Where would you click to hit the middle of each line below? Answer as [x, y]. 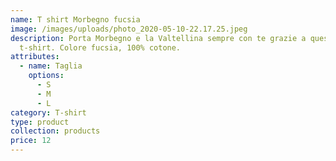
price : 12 [31, 141]
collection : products [55, 131]
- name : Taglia [51, 66]
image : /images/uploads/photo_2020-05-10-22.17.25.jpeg [129, 29]
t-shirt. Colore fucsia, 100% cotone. [100, 47]
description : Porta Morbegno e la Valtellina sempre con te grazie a [158, 38]
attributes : [35, 57]
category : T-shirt [48, 112]
